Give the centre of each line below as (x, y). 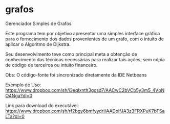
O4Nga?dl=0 (19, 95)
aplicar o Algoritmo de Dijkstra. (38, 44)
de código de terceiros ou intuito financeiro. (51, 65)
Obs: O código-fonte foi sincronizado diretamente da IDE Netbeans (76, 75)
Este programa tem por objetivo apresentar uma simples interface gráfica (83, 33)
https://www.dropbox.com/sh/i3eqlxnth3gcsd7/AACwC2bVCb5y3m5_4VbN (85, 90)
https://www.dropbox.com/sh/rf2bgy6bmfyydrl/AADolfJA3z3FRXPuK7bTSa (85, 111)
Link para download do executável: (42, 105)
